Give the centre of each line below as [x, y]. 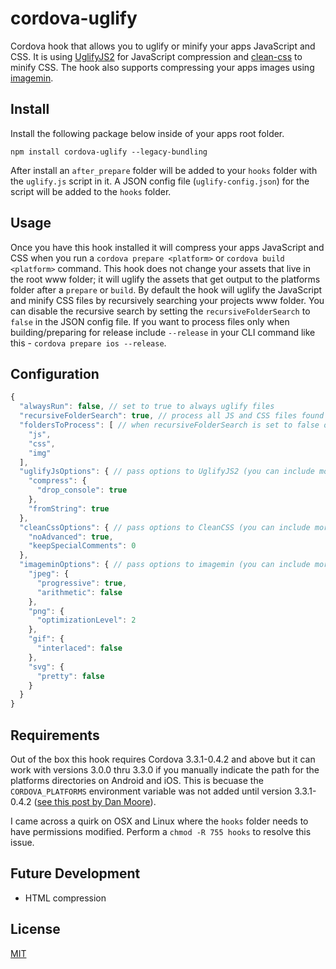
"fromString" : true [69, 508]
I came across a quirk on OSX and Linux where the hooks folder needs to [159, 821]
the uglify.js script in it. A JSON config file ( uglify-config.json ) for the [160, 181]
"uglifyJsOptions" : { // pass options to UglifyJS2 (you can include [167, 472]
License [35, 929]
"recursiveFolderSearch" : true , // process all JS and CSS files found [172, 416]
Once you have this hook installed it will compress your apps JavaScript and [167, 247]
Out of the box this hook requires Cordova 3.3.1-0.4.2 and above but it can [163, 759]
